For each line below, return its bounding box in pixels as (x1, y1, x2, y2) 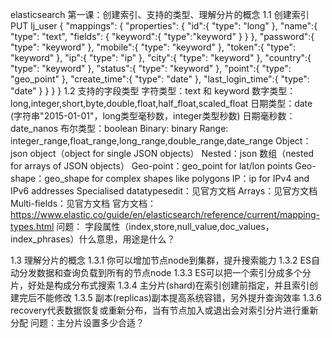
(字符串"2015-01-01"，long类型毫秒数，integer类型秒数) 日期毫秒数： (10, 110, 296, 122)
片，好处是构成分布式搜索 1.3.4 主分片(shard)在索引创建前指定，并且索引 (10, 279, 310, 291)
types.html (10, 221, 55, 232)
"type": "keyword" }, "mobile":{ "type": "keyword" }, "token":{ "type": (10, 41, 296, 53)
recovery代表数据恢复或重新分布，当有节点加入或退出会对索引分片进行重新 (10, 304, 319, 316)
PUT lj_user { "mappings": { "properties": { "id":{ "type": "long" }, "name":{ (10, 20, 318, 32)
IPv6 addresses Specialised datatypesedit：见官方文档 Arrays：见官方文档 (10, 185, 318, 197)
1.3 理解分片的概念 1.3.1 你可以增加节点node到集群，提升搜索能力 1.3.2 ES (10, 254, 312, 266)
